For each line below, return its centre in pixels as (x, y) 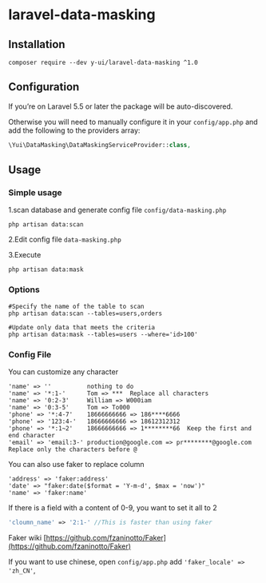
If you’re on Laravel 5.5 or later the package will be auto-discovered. (121, 106)
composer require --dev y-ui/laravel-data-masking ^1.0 (103, 62)
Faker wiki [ (27, 537)
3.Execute (25, 255)
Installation (37, 44)
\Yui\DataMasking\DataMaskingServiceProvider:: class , (100, 145)
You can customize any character (63, 371)
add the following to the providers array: (74, 130)
